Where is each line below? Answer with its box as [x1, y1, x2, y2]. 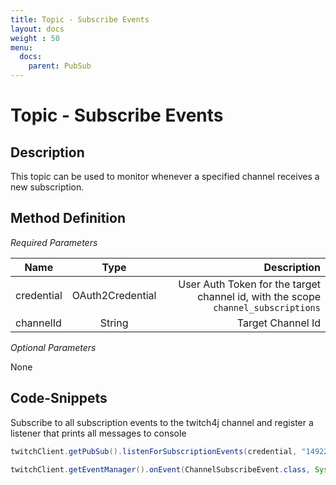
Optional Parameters [10, 341, 97, 353]
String [99, 316, 129, 330]
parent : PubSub [28, 61, 92, 71]
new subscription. [10, 181, 85, 193]
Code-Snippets [10, 390, 108, 407]
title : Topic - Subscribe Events [10, 14, 150, 25]
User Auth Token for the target [178, 277, 321, 291]
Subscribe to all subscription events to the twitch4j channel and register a [10, 416, 314, 428]
